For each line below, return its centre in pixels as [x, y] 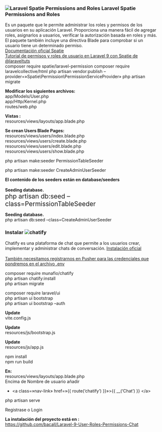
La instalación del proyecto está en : [42, 419]
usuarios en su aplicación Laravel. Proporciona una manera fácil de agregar [81, 30]
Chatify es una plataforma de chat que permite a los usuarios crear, [72, 243]
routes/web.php [21, 107]
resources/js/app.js [24, 347]
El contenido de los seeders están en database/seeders [63, 180]
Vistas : [13, 116]
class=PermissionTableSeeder [50, 204]
